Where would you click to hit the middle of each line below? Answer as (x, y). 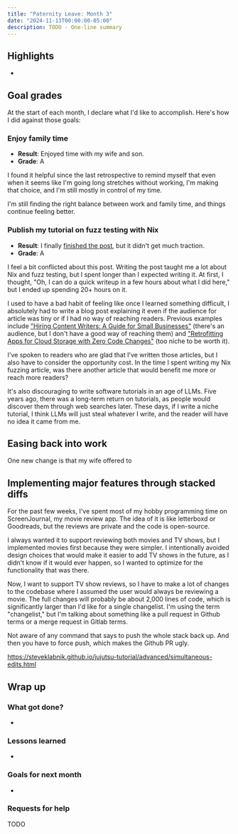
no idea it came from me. (44, 421)
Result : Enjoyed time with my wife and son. (81, 154)
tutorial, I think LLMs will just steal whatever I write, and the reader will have (118, 413)
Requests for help (39, 808)
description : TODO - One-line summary (65, 27)
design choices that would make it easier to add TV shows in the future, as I (118, 556)
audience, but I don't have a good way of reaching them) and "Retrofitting (115, 333)
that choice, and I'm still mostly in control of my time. (85, 190)
